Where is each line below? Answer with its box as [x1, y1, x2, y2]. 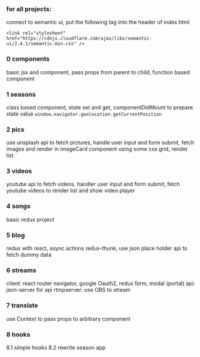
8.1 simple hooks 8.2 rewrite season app [6, 344, 106, 351]
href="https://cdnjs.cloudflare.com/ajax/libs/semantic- [6, 36, 152, 42]
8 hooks [6, 330, 31, 338]
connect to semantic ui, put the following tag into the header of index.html [6, 19, 190, 26]
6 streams [6, 266, 37, 274]
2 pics [6, 125, 25, 133]
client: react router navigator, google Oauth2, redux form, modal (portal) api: [6, 280, 195, 287]
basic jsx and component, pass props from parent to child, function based [6, 68, 190, 76]
